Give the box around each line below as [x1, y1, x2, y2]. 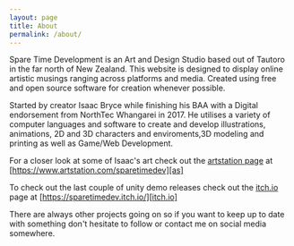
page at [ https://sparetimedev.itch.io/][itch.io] [9, 191, 177, 202]
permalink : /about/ [9, 30, 82, 38]
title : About [9, 21, 58, 30]
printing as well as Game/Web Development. [9, 138, 173, 148]
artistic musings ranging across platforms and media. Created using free [9, 73, 277, 84]
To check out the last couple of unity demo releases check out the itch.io [9, 182, 279, 193]
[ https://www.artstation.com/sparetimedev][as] [9, 165, 184, 175]
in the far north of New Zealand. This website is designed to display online [9, 64, 284, 74]
